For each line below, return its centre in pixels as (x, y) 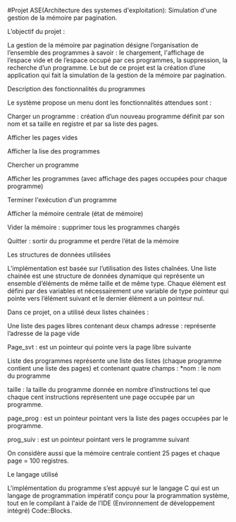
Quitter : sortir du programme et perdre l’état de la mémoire (93, 241)
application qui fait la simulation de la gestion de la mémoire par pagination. (117, 75)
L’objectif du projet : (36, 31)
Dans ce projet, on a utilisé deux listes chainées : (78, 312)
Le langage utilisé (33, 474)
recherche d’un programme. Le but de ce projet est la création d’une (106, 68)
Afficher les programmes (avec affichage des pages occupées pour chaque (117, 179)
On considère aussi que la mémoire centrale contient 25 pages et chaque (114, 453)
